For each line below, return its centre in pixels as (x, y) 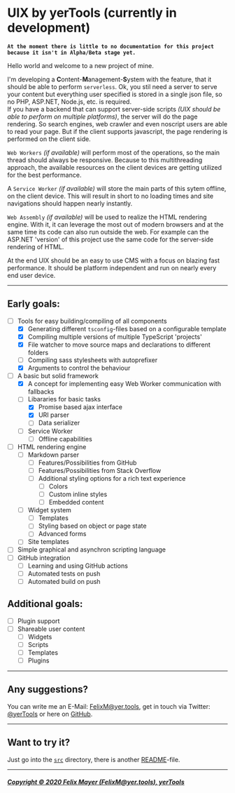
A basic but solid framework (58, 376)
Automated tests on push (64, 573)
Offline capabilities (65, 439)
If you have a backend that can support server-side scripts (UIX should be (114, 109)
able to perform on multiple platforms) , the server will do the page (102, 116)
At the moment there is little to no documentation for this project (111, 46)
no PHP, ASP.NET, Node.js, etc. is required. (69, 101)
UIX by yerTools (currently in (92, 13)
